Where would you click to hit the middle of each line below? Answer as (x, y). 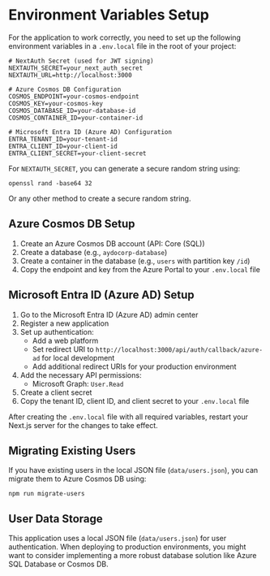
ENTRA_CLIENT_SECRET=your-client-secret (78, 153)
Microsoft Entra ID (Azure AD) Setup (101, 295)
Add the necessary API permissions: (81, 375)
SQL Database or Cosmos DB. (58, 564)
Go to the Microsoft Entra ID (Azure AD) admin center (109, 314)
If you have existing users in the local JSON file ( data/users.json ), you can (133, 470)
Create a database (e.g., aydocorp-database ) (94, 252)
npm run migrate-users (47, 494)
